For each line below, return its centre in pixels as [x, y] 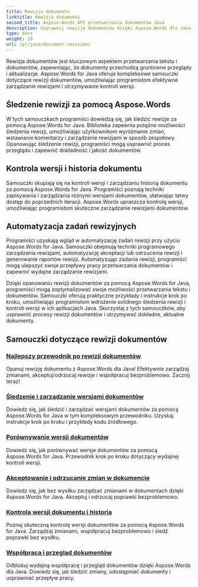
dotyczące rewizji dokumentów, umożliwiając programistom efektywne [92, 79]
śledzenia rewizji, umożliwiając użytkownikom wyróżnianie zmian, [86, 131]
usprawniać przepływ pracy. [40, 578]
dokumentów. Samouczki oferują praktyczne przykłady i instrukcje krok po [97, 296]
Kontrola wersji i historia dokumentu [74, 169]
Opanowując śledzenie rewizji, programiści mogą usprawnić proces [88, 144]
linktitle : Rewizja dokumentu [43, 17]
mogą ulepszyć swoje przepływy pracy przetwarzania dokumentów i [89, 266]
